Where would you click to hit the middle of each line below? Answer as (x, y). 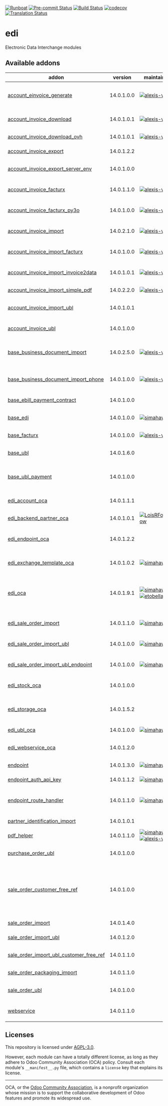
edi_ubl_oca (22, 730)
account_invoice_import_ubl (40, 308)
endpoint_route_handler (36, 800)
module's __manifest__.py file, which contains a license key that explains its (84, 1067)
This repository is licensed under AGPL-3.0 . (50, 1047)
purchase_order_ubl (31, 853)
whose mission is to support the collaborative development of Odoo (75, 1092)
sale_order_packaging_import (42, 972)
